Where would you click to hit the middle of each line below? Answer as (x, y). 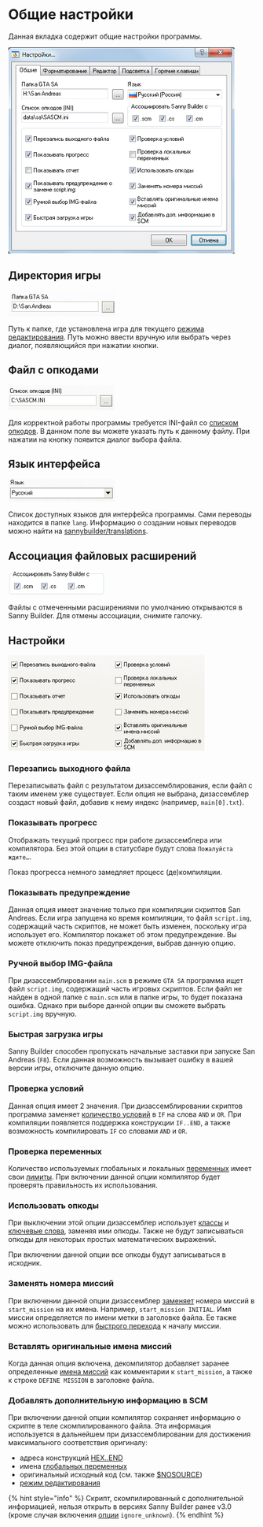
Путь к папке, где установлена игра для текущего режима (106, 328)
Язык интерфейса (54, 463)
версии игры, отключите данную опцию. (77, 1068)
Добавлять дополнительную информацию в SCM (108, 1400)
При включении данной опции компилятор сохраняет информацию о (124, 1418)
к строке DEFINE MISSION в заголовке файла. (81, 1380)
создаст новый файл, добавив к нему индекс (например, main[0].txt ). (126, 802)
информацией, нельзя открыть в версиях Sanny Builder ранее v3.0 (120, 1507)
